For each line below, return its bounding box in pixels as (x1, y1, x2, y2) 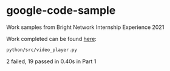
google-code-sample (6, 4, 116, 17)
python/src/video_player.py (6, 46, 78, 53)
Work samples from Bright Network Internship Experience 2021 (6, 23, 165, 31)
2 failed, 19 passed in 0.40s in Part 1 (6, 58, 97, 65)
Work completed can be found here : (6, 35, 97, 42)
